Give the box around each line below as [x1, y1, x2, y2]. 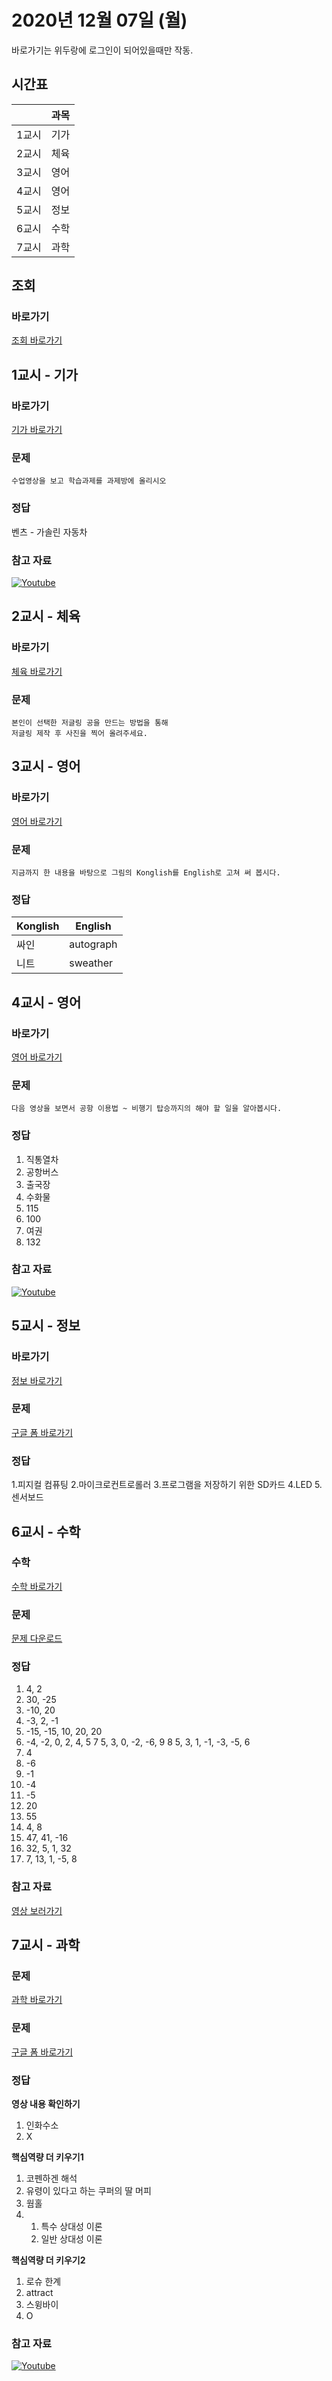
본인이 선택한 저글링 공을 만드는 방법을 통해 [11, 718, 169, 728]
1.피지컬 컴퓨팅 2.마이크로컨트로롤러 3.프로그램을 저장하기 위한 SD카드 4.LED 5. [11, 1479, 323, 1491]
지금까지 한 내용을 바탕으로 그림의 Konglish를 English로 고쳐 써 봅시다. [11, 867, 281, 878]
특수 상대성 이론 [40, 2221, 103, 2232]
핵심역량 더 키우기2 [11, 2254, 86, 2266]
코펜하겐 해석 [25, 2172, 78, 2184]
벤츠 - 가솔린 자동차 [11, 526, 88, 538]
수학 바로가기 [11, 1580, 63, 1592]
